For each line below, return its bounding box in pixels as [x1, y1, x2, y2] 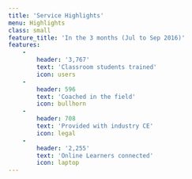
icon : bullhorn [36, 100, 87, 108]
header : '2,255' [36, 144, 90, 152]
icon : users [36, 70, 77, 78]
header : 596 [36, 85, 77, 93]
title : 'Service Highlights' [8, 11, 104, 20]
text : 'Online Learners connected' [36, 151, 154, 159]
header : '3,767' [36, 56, 90, 64]
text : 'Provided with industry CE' [36, 122, 154, 130]
